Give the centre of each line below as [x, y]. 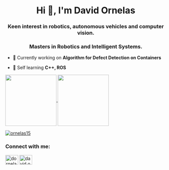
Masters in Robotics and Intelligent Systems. [86, 47]
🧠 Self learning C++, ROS [39, 68]
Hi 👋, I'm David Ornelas [86, 10]
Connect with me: [28, 146]
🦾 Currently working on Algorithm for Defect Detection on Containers [87, 58]
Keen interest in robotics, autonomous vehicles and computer [86, 27]
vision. [86, 33]
